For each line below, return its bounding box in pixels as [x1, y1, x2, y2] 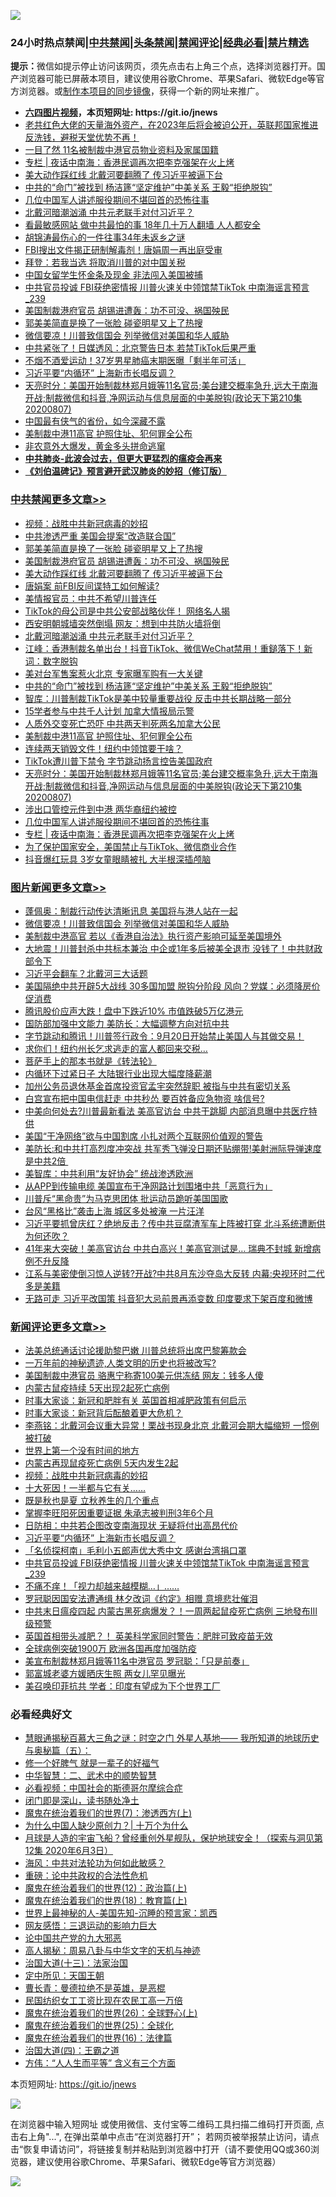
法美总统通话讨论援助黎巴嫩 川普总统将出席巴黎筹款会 [24, 1345, 247, 1357]
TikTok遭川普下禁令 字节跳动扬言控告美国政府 [24, 755, 213, 767]
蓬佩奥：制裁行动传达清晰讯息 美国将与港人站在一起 [24, 905, 238, 917]
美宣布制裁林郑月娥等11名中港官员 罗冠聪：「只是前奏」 [24, 1655, 250, 1667]
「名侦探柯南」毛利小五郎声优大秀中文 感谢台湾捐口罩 [24, 1545, 247, 1557]
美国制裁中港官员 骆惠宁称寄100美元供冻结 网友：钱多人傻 [24, 1370, 265, 1382]
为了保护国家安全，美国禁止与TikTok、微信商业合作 [24, 840, 237, 852]
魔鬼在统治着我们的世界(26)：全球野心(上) [24, 2007, 198, 2019]
